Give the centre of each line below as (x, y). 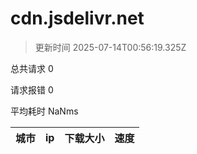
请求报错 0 (32, 89)
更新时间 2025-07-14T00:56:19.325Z (110, 47)
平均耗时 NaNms (44, 111)
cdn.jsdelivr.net (77, 18)
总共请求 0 (32, 68)
